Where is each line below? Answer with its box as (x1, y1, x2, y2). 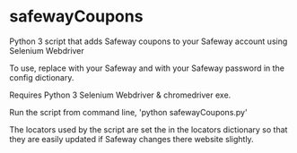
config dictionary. (9, 72, 74, 82)
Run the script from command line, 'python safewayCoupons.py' (9, 106, 249, 117)
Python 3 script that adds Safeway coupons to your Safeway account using (9, 36, 288, 47)
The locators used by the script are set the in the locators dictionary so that (9, 123, 288, 135)
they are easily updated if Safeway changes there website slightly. (9, 133, 254, 144)
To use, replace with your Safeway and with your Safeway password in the (9, 63, 285, 73)
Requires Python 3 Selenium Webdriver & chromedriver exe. (9, 89, 231, 100)
